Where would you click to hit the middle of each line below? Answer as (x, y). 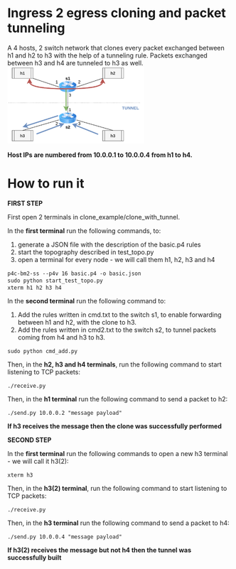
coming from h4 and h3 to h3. (61, 337)
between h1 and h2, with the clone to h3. (77, 322)
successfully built (34, 557)
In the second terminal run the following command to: (86, 300)
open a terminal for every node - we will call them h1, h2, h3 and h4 (116, 259)
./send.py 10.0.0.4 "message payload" (65, 537)
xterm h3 (20, 475)
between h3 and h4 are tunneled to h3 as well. (75, 63)
